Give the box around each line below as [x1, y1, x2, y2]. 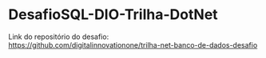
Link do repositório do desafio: [8, 32, 109, 41]
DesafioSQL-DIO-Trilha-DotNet [8, 6, 218, 24]
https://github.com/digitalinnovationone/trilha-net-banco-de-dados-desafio [8, 40, 258, 49]
